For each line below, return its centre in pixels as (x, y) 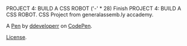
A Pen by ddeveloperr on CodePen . (49, 26)
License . (17, 37)
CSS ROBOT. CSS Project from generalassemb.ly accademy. (80, 15)
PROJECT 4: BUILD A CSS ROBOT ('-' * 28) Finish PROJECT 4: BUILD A (94, 8)
